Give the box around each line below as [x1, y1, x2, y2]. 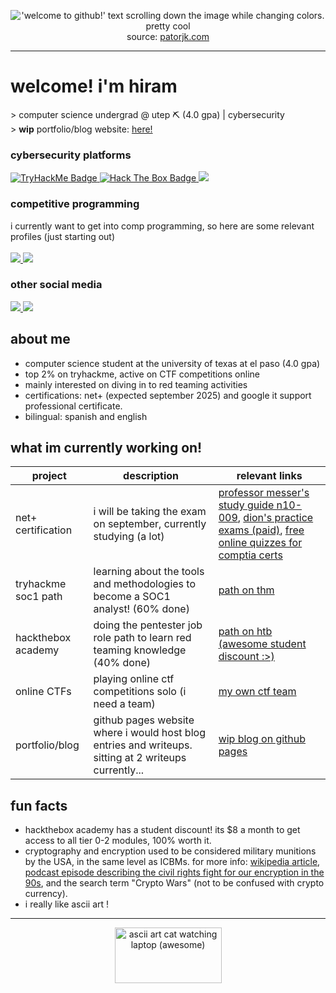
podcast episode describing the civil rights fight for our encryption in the [24, 866, 325, 879]
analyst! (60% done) [93, 602, 190, 616]
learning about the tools [93, 565, 205, 579]
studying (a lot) [93, 530, 165, 544]
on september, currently [93, 517, 207, 531]
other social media [10, 278, 103, 292]
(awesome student [218, 637, 307, 651]
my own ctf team [218, 685, 297, 699]
